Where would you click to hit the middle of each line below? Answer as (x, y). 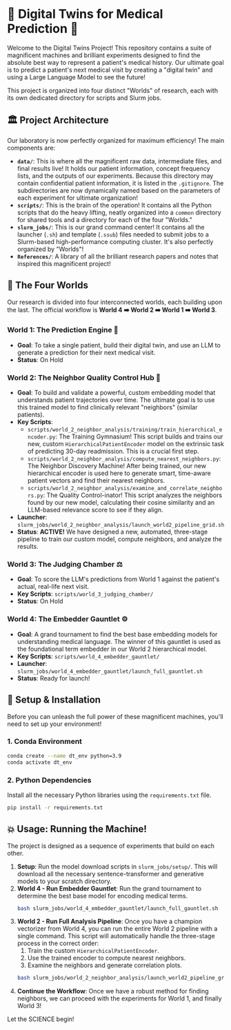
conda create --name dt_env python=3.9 (64, 756)
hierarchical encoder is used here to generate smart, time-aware (119, 473)
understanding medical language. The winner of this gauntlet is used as (119, 641)
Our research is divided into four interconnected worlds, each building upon (115, 302)
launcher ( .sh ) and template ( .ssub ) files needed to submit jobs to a (113, 234)
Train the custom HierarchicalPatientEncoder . (93, 951)
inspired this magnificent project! (64, 263)
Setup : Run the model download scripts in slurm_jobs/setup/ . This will (117, 866)
